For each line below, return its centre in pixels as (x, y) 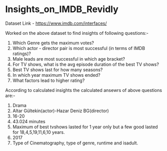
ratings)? (22, 54)
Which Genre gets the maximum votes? (53, 43)
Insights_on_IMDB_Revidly (62, 9)
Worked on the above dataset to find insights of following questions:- (77, 33)
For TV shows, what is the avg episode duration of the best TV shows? (86, 64)
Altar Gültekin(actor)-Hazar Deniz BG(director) (61, 111)
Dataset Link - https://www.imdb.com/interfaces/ (56, 23)
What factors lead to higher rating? (49, 80)
